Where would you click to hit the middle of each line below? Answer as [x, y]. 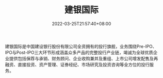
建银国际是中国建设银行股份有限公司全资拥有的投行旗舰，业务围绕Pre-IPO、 [81, 46]
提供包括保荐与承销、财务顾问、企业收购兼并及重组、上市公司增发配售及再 [83, 58]
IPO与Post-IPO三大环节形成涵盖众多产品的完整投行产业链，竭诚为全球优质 [79, 52]
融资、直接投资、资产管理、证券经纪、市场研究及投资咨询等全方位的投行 [77, 64]
